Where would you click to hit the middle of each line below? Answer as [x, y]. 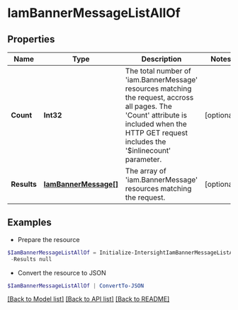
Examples [29, 223]
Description [161, 59]
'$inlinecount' [148, 150]
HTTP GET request [156, 133]
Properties [31, 39]
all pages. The [148, 106]
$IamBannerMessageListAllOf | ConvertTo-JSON [75, 286]
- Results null [31, 259]
